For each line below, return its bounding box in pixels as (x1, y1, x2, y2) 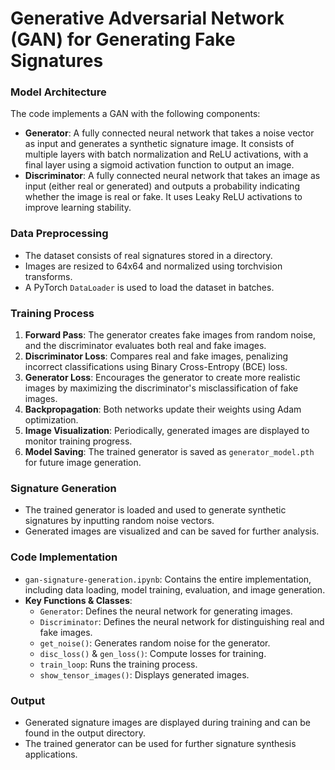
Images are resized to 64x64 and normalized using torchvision (24, 260, 283, 272)
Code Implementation (10, 550, 118, 564)
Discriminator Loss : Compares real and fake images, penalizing (24, 350, 289, 362)
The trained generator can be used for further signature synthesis (24, 737, 297, 749)
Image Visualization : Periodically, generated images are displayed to (24, 425, 310, 437)
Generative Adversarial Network (10, 7, 285, 30)
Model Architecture (10, 85, 107, 99)
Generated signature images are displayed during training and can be (24, 716, 311, 728)
